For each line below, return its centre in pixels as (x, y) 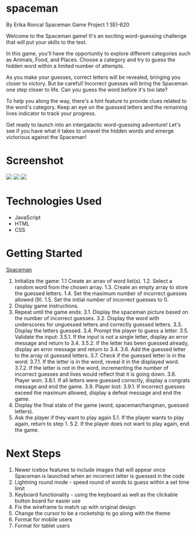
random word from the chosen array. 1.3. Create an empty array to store (101, 287)
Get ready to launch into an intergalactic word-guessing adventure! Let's (94, 124)
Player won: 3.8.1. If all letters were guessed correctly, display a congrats (102, 380)
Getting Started (44, 254)
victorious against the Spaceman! (46, 137)
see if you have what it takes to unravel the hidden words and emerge (90, 131)
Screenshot (35, 161)
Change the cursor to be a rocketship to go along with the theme (92, 513)
